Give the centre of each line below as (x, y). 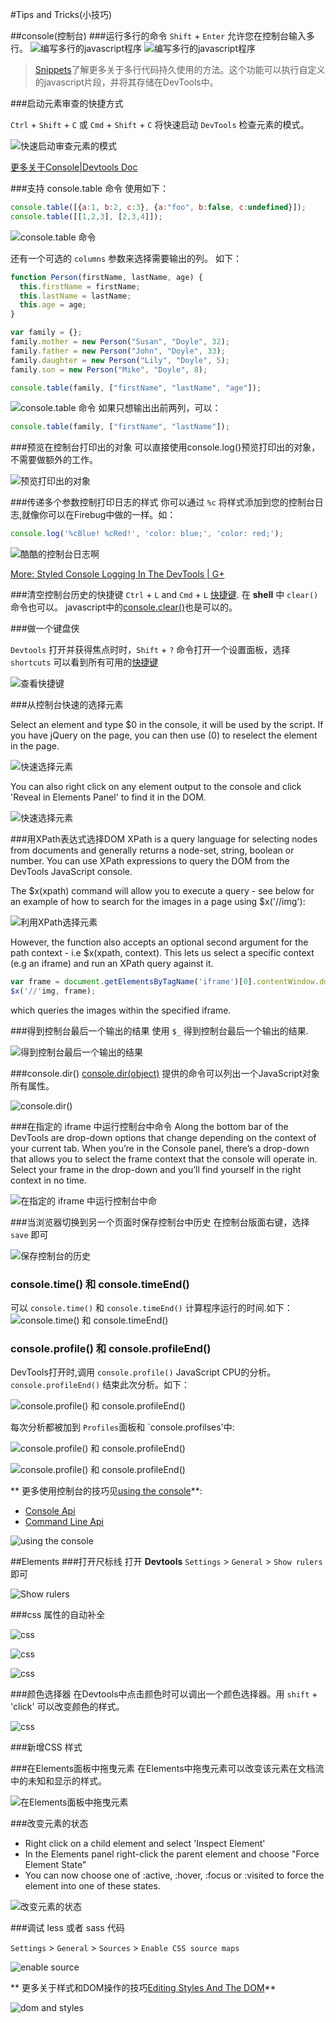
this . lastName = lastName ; (75, 296)
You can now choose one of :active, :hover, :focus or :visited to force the (174, 1875)
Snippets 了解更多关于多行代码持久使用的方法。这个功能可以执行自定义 (180, 69)
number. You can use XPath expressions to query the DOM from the (150, 861)
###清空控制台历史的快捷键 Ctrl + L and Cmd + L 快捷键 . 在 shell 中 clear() (164, 595)
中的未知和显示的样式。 (58, 1781)
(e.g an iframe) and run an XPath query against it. (112, 964)
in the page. (35, 746)
